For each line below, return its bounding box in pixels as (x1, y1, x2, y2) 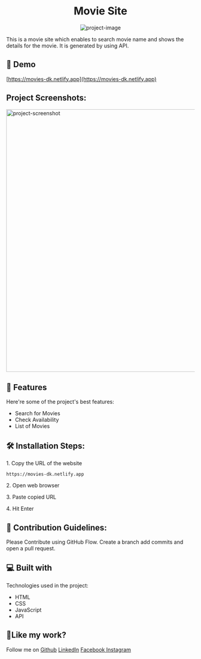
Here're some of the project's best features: (6, 398, 115, 406)
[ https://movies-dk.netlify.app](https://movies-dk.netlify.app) (6, 75, 157, 82)
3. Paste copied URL (6, 493, 57, 501)
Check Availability (14, 416, 59, 424)
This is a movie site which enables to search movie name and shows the (6, 35, 184, 43)
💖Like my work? (6, 630, 67, 640)
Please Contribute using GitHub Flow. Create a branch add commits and (6, 538, 184, 546)
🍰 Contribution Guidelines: (6, 522, 107, 532)
